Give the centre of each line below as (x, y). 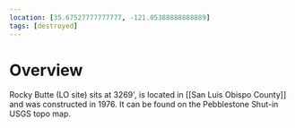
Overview (46, 70)
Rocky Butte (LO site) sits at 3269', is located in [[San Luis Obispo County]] (148, 95)
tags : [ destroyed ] (43, 26)
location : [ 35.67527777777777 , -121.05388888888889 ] (110, 17)
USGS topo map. (40, 114)
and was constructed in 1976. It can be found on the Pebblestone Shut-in (144, 105)
